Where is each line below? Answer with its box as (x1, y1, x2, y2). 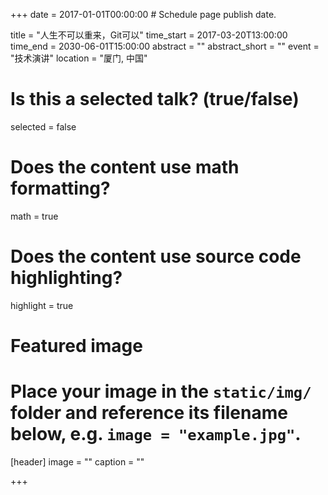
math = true (10, 210, 59, 222)
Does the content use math (10, 156, 240, 179)
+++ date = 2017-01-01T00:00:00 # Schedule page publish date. (10, 9, 277, 20)
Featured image (10, 335, 143, 357)
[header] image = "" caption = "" (10, 455, 145, 468)
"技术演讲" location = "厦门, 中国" (10, 52, 148, 64)
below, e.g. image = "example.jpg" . (10, 423, 302, 446)
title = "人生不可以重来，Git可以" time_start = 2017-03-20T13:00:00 (10, 29, 288, 41)
